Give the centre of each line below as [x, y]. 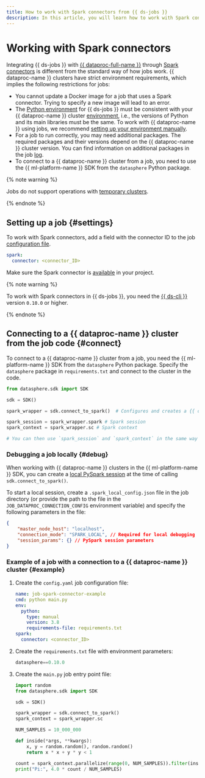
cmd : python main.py [41, 600]
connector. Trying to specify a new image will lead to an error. [93, 103]
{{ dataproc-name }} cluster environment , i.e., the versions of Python [102, 116]
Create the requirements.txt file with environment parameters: [94, 651]
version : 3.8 [43, 623]
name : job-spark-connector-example [60, 594]
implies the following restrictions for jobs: [58, 84]
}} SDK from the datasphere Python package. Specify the [116, 364]
